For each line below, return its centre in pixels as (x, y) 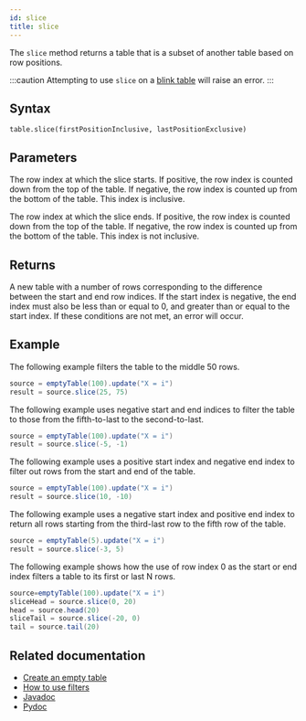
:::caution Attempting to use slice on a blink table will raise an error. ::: (142, 80)
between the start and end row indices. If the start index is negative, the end (153, 296)
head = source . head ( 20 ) (55, 610)
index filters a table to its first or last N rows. (93, 576)
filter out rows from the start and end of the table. (103, 472)
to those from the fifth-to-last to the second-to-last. (106, 419)
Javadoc (39, 696)
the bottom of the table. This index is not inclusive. (105, 236)
